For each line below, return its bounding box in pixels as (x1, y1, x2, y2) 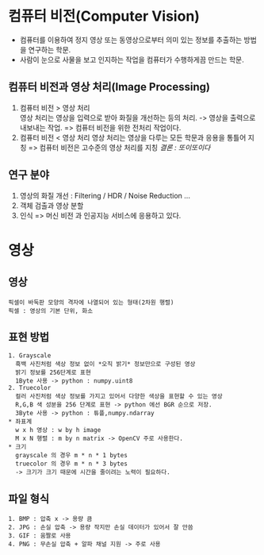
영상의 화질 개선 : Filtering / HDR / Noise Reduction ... (19, 191, 190, 200)
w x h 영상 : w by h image (15, 426, 101, 434)
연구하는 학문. (28, 44, 71, 54)
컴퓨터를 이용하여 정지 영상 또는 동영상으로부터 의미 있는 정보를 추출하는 (19, 35, 243, 44)
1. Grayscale (8, 352, 52, 360)
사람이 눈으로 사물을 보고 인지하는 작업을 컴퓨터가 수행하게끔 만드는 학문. (19, 55, 244, 64)
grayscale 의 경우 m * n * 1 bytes (15, 452, 128, 460)
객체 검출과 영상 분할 (19, 200, 84, 210)
